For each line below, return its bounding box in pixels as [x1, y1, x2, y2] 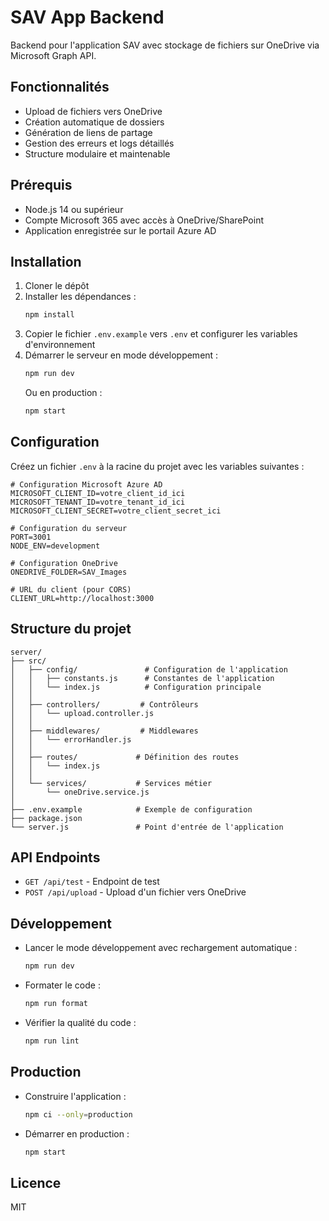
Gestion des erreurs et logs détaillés [24, 137, 175, 149]
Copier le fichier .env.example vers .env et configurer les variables [24, 328, 298, 340]
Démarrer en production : [24, 1127, 130, 1140]
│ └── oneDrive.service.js [10, 787, 150, 797]
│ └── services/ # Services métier [10, 778, 213, 788]
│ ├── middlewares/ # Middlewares [10, 726, 199, 736]
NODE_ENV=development [10, 541, 101, 551]
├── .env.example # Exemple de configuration [10, 804, 253, 815]
